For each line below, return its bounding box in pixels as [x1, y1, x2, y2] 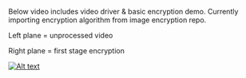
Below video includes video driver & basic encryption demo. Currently [8, 7, 239, 16]
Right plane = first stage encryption [8, 46, 125, 55]
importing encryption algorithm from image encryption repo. [8, 15, 207, 25]
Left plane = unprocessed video [8, 31, 113, 40]
